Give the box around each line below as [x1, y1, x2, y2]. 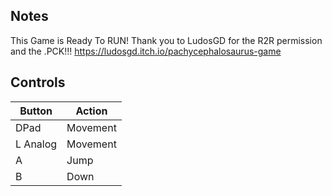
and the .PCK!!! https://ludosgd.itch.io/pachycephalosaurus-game [10, 45, 282, 57]
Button [19, 104, 53, 118]
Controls [10, 74, 66, 91]
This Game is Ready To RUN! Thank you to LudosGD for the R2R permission [10, 34, 323, 46]
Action [75, 104, 108, 118]
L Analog [15, 137, 58, 151]
